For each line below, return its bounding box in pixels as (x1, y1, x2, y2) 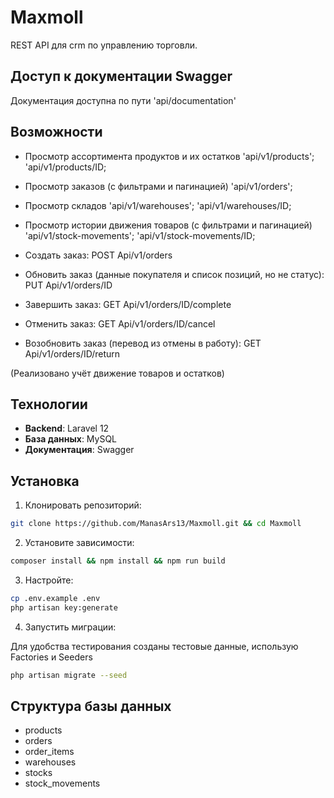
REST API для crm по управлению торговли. (10, 39, 198, 51)
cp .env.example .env (10, 593, 101, 603)
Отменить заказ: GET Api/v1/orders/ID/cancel (24, 317, 216, 330)
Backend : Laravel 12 (24, 422, 110, 435)
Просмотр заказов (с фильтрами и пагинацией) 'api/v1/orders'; (24, 180, 293, 192)
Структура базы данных (10, 697, 172, 715)
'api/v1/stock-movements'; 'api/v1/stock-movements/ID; (24, 229, 256, 241)
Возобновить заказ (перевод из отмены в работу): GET (24, 337, 262, 349)
